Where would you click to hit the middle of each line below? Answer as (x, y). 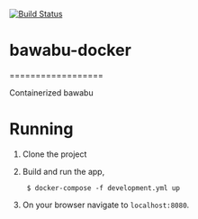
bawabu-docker (71, 50)
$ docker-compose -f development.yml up (103, 188)
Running (41, 129)
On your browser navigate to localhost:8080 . (106, 205)
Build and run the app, (63, 171)
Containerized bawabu (51, 92)
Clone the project (54, 154)
